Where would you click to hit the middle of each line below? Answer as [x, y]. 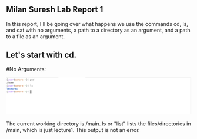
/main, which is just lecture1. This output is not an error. [73, 130]
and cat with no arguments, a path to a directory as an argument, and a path [98, 30]
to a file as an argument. [35, 36]
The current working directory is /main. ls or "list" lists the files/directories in [98, 124]
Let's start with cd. [41, 55]
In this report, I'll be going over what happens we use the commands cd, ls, [97, 24]
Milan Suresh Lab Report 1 [55, 10]
